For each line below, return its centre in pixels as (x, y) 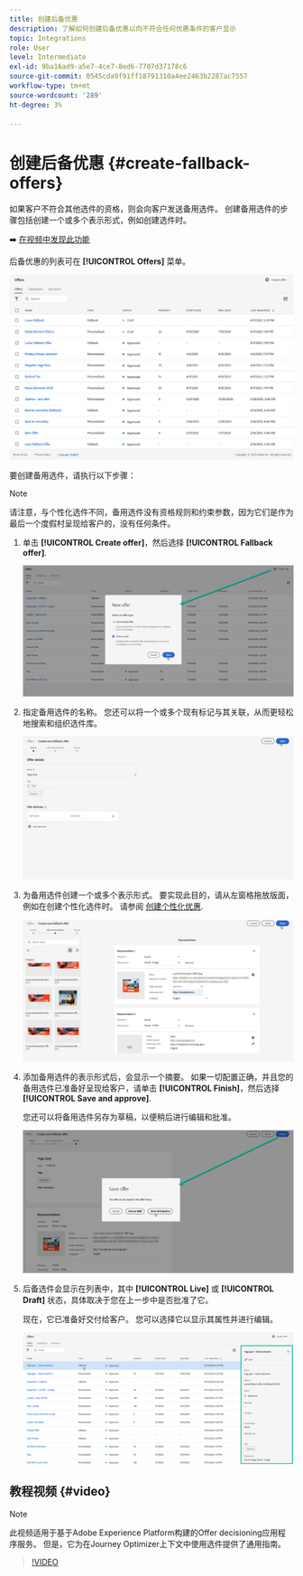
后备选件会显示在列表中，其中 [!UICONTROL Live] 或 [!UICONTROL (148, 1289)
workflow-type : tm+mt (50, 86)
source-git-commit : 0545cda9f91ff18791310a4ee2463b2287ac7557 (129, 77)
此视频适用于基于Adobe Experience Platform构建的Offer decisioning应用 (144, 1533)
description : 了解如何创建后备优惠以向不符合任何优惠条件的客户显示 (123, 28)
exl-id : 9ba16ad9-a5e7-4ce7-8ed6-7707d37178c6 (98, 67)
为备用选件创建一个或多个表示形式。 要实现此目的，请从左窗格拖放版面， (158, 895)
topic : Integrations (48, 38)
